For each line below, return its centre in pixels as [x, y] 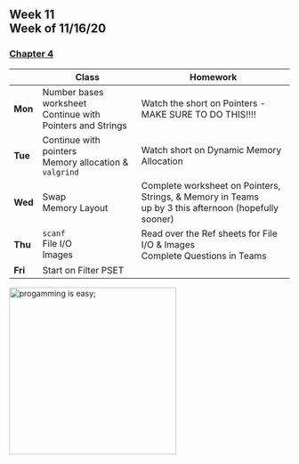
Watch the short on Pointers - [203, 103]
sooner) [158, 219]
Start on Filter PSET [83, 270]
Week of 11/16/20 [58, 29]
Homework [214, 77]
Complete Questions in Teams [204, 256]
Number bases [73, 92]
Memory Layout [75, 208]
